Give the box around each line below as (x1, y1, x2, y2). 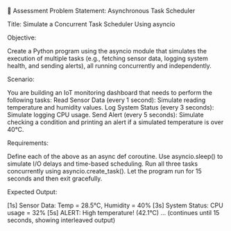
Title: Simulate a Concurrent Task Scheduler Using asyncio (7, 20, 176, 28)
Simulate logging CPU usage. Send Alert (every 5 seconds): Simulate (7, 111, 204, 119)
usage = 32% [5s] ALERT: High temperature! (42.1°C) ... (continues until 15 (7, 209, 220, 216)
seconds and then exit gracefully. (7, 174, 103, 182)
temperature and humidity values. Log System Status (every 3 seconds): (7, 103, 214, 111)
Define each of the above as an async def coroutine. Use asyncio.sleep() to (7, 153, 223, 160)
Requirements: (7, 139, 49, 147)
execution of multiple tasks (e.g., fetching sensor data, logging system (7, 54, 208, 62)
